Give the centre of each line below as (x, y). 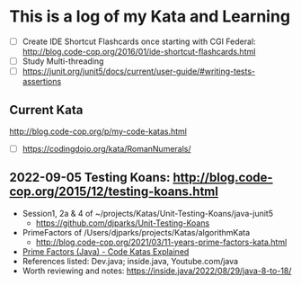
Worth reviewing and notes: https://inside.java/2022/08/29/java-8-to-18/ (157, 271)
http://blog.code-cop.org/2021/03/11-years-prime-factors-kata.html (161, 242)
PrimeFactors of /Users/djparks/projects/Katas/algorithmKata (136, 232)
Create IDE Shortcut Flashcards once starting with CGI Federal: (139, 41)
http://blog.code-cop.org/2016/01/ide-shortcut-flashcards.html (139, 52)
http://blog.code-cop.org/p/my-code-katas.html (98, 131)
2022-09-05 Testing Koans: (90, 178)
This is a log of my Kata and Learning (150, 17)
